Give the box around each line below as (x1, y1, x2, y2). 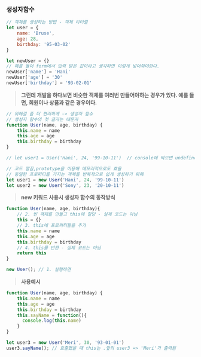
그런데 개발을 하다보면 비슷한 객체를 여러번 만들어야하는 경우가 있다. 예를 (20, 91, 188, 99)
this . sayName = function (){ (17, 312, 87, 318)
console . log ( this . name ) (22, 318, 82, 324)
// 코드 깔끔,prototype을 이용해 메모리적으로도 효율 (6, 165, 121, 171)
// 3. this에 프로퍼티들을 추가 (17, 223, 87, 229)
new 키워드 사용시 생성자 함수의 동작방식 (20, 194, 115, 201)
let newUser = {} (6, 58, 50, 64)
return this (17, 250, 47, 256)
